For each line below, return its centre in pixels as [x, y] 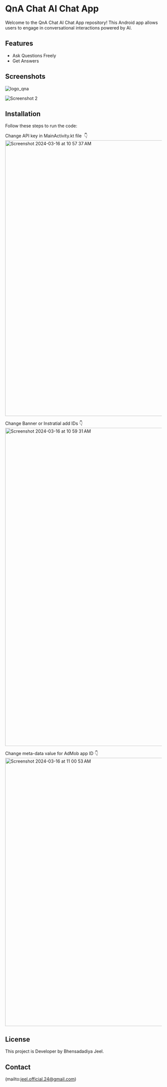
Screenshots [25, 77]
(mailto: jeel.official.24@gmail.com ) [41, 1079]
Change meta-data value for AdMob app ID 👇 [52, 754]
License [18, 1039]
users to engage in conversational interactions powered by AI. [69, 27]
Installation [23, 114]
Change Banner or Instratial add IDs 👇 [44, 423]
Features [19, 44]
